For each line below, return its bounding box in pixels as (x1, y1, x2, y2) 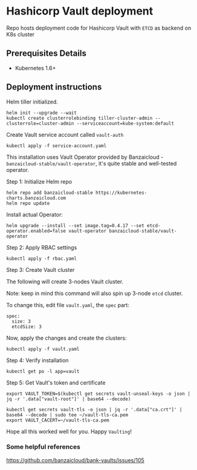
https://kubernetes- (95, 190, 147, 196)
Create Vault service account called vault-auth (6, 131, 124, 138)
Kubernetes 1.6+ (15, 64, 56, 71)
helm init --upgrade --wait (6, 110, 77, 116)
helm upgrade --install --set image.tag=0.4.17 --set (6, 222, 145, 228)
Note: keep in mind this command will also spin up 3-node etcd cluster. (6, 290, 183, 297)
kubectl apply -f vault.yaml (6, 346, 80, 352)
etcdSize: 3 (11, 323, 42, 329)
